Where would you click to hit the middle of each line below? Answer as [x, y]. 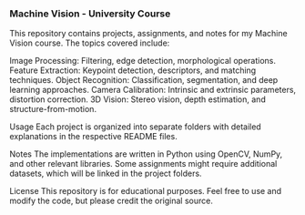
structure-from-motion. [53, 109]
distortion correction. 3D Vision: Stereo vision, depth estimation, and [137, 99]
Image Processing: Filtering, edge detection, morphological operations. [142, 61]
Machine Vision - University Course [90, 14]
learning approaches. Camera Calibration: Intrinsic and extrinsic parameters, [153, 90]
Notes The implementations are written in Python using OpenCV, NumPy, [146, 154]
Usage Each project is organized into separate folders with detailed [135, 127]
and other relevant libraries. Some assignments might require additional [143, 164]
